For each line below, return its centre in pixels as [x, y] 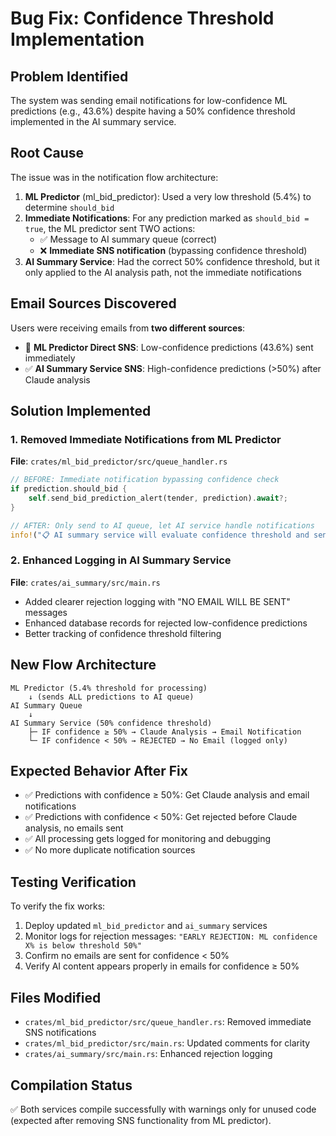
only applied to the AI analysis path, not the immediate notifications [163, 272]
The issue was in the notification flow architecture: [114, 177]
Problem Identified [69, 76]
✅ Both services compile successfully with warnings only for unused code [163, 1109]
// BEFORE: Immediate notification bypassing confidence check [145, 480]
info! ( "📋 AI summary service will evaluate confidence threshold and [160, 535]
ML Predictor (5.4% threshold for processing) [109, 688]
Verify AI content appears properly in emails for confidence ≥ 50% [162, 966]
